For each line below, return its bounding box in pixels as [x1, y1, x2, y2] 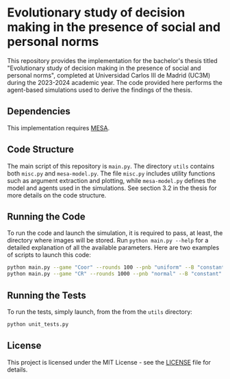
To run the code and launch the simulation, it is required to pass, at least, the [7, 229, 223, 237]
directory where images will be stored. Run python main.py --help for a [7, 236, 209, 245]
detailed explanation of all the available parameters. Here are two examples [7, 243, 220, 252]
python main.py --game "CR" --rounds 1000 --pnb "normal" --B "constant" [7, 271, 222, 278]
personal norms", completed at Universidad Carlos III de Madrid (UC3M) [7, 71, 211, 80]
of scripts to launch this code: [7, 251, 91, 259]
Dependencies [7, 106, 71, 117]
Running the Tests [7, 289, 87, 301]
